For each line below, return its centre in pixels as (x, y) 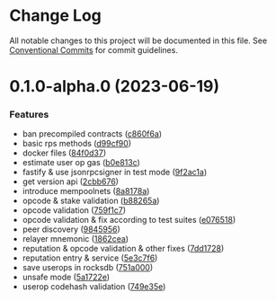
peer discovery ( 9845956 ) (71, 229)
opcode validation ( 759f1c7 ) (74, 210)
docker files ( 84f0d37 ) (64, 153)
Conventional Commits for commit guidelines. (93, 49)
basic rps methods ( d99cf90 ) (77, 144)
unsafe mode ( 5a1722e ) (66, 277)
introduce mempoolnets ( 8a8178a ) (86, 191)
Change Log (55, 16)
